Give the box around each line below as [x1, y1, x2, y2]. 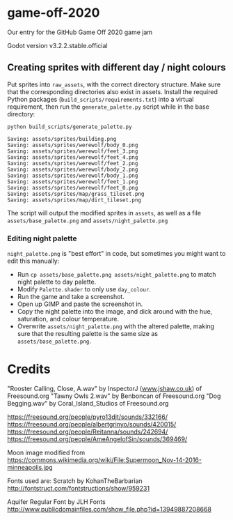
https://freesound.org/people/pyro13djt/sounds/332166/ [7, 413, 168, 421]
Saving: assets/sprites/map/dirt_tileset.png [7, 197, 141, 204]
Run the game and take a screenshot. [17, 293, 125, 301]
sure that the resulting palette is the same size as [17, 330, 159, 338]
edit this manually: [7, 257, 60, 266]
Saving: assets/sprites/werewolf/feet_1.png [7, 178, 138, 185]
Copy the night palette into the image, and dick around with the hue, [17, 307, 213, 316]
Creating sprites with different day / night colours [7, 61, 226, 74]
